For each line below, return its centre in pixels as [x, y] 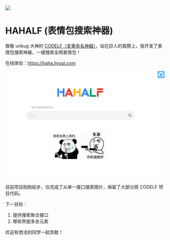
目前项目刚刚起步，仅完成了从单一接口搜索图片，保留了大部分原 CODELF [81, 187]
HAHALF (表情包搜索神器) [59, 31]
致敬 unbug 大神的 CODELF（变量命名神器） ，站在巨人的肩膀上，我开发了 [82, 46]
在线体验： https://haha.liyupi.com [41, 63]
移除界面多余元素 [30, 221]
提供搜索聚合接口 [30, 215]
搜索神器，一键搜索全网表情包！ [47, 52]
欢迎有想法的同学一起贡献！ [34, 232]
